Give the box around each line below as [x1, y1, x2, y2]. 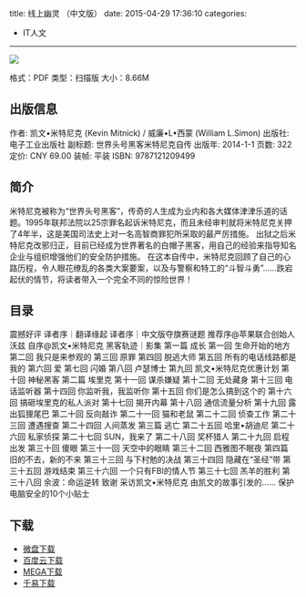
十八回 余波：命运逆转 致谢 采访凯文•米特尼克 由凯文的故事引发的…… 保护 [16, 477, 294, 488]
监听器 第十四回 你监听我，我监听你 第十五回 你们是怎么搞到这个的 [16, 386, 266, 396]
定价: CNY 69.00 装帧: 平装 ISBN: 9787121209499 [9, 149, 196, 161]
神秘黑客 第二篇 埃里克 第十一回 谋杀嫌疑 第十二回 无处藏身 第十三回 [26, 375, 283, 386]
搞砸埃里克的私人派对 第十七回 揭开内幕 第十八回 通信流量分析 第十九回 [19, 397, 287, 408]
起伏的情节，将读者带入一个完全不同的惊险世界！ [9, 273, 193, 284]
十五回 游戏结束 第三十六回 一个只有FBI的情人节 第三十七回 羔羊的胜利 [16, 466, 280, 477]
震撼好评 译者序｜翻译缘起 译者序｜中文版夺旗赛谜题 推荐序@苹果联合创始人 [9, 329, 296, 340]
